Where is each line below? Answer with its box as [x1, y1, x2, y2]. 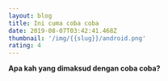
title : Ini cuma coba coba [8, 19, 99, 27]
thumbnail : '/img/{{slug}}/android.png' [8, 34, 147, 43]
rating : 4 [8, 42, 42, 50]
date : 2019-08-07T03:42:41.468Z [8, 26, 117, 34]
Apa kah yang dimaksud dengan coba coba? [8, 63, 161, 73]
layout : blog [8, 11, 52, 20]
